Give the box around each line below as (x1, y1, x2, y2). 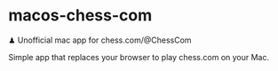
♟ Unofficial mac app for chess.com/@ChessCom (8, 35, 192, 45)
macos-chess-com (8, 5, 153, 26)
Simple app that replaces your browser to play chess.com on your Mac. (8, 51, 270, 62)
